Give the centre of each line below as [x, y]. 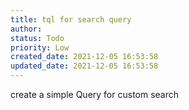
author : [26, 29]
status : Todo [37, 38]
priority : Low [40, 47]
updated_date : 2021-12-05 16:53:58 [84, 66]
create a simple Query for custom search [95, 94]
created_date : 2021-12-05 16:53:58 [84, 57]
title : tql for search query [71, 19]
